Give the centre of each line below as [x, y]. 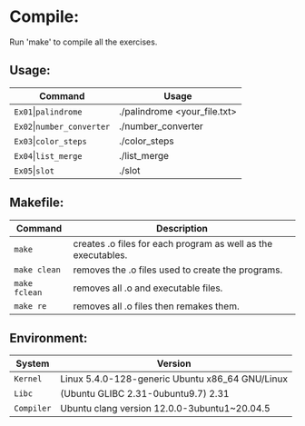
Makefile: [37, 203]
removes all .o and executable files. [148, 288]
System [33, 363]
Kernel [28, 379]
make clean [37, 269]
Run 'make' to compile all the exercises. [84, 42]
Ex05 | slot [34, 170]
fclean [28, 292]
